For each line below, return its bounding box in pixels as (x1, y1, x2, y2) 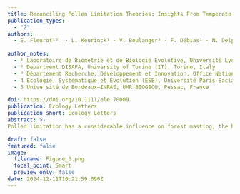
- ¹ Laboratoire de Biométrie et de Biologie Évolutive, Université (14, 57, 222, 64)
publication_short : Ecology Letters (7, 110, 116, 117)
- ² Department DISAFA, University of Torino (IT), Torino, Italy (14, 63, 216, 71)
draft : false (7, 136, 46, 143)
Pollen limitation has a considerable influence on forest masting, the (7, 123, 229, 130)
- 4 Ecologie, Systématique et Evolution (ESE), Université (14, 76, 196, 84)
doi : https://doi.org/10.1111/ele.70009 (7, 96, 130, 103)
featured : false (7, 142, 56, 150)
